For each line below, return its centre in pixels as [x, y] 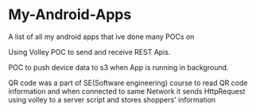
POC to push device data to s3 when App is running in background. [118, 67]
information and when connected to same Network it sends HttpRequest [127, 91]
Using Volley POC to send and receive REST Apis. [89, 52]
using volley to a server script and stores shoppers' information [112, 99]
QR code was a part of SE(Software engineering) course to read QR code [128, 83]
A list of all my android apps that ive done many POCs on [101, 37]
